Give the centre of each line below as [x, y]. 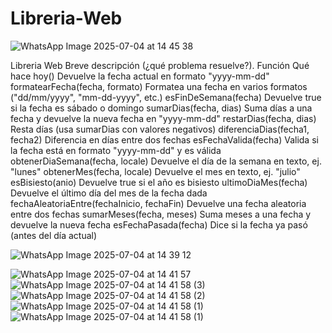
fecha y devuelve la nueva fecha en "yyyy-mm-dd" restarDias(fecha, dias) [163, 118]
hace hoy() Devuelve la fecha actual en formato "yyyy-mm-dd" [140, 76]
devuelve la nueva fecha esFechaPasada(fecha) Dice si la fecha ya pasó [159, 224]
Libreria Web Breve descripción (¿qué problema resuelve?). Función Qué [160, 65]
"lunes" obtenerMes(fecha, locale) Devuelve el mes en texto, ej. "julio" [155, 171]
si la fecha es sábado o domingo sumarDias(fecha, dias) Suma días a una [161, 108]
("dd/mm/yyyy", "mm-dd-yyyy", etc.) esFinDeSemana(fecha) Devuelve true [166, 97]
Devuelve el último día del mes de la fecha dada [109, 193]
